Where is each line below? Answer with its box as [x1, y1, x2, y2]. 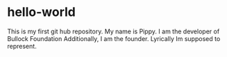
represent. [7, 42, 37, 50]
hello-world [7, 4, 76, 20]
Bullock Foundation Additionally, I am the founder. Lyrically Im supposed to [7, 34, 221, 42]
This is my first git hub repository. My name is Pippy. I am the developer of [7, 27, 220, 35]
